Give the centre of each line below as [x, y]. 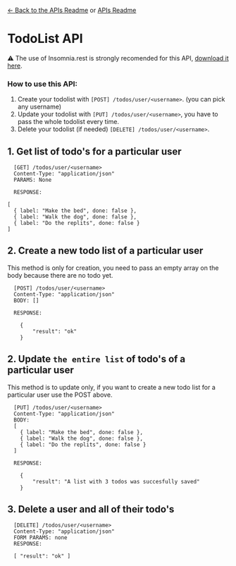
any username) [39, 107]
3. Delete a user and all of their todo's [91, 509]
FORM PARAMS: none [41, 538]
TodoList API [45, 39]
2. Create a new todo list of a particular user [105, 251]
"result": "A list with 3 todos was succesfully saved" [116, 481]
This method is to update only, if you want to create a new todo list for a [112, 387]
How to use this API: [43, 84]
